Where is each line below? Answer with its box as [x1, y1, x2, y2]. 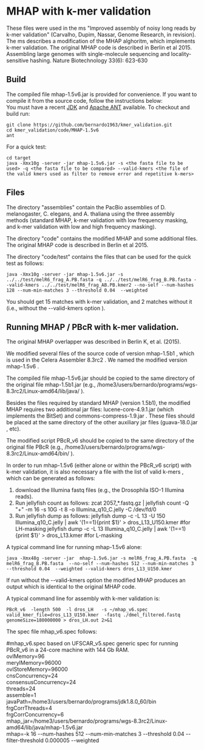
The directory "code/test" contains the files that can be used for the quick [6, 253, 191, 260]
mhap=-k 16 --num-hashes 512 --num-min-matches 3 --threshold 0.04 [6, 731, 185, 738]
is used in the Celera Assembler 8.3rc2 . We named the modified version [6, 356, 188, 363]
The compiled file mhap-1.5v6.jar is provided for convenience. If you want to [6, 90, 197, 98]
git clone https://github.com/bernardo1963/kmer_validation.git [6, 122, 172, 128]
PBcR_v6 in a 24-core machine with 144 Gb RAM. [6, 647, 129, 654]
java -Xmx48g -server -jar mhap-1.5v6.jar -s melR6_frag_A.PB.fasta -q [6, 555, 197, 561]
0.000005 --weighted [44, 737, 100, 744]
